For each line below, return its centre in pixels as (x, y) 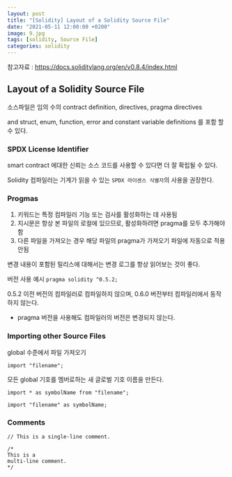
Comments (26, 422)
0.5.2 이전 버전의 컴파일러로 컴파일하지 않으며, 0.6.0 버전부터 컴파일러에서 (108, 294)
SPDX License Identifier (48, 149)
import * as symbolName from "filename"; (68, 392)
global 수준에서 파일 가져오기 (47, 352)
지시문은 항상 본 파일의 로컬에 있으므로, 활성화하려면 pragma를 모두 (109, 223)
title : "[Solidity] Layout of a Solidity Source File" (88, 20)
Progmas (23, 198)
